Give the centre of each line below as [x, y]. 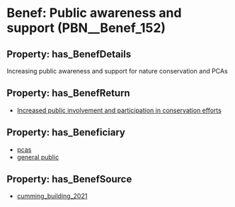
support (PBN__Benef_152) [86, 28]
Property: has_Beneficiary [66, 132]
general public [38, 157]
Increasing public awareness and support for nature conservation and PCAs [117, 71]
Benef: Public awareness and [94, 13]
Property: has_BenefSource [69, 179]
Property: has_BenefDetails [69, 54]
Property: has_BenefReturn [68, 93]
